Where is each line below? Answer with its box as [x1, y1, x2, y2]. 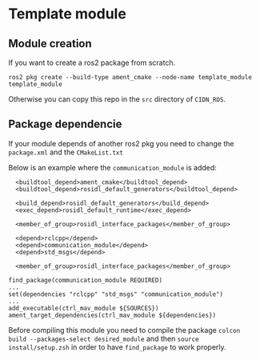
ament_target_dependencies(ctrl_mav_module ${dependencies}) [8, 311, 217, 319]
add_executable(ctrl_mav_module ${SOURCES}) [8, 304, 159, 312]
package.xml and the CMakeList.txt [8, 147, 124, 157]
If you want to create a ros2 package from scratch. [8, 58, 176, 67]
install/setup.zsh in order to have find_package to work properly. [8, 342, 226, 352]
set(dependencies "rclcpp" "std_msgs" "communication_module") [8, 290, 224, 298]
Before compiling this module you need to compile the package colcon [8, 325, 241, 334]
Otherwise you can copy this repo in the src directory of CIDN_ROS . [8, 94, 226, 104]
